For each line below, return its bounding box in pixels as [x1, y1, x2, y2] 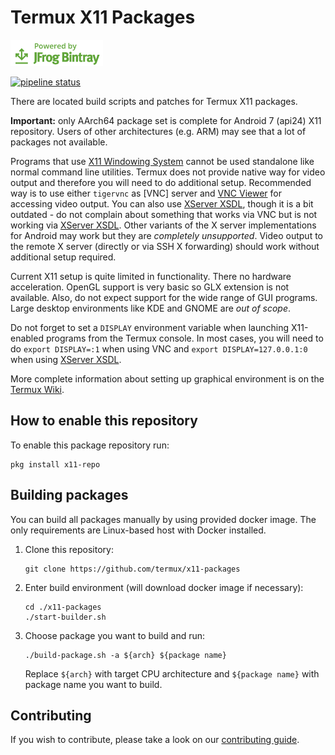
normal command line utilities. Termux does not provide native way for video [10, 166, 326, 178]
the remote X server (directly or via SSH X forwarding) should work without [10, 240, 320, 252]
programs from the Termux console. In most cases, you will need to [45, 332, 324, 344]
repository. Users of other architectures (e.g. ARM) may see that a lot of [10, 125, 307, 137]
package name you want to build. [24, 678, 163, 690]
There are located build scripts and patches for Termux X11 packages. [10, 95, 298, 107]
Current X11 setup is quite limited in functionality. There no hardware [10, 270, 292, 282]
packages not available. [10, 136, 108, 148]
